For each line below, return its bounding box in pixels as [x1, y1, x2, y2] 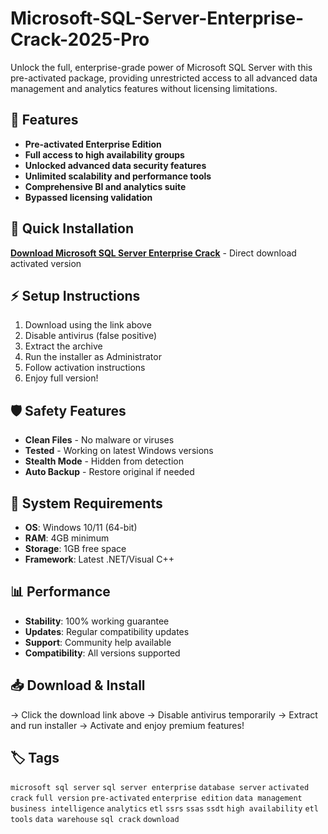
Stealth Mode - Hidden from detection [24, 455, 184, 467]
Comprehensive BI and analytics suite [24, 180, 187, 192]
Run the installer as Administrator [24, 351, 162, 363]
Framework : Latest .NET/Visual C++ [24, 553, 175, 565]
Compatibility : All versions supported [24, 647, 181, 659]
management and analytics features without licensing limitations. [10, 82, 278, 94]
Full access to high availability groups [24, 148, 185, 161]
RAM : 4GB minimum [24, 532, 110, 544]
